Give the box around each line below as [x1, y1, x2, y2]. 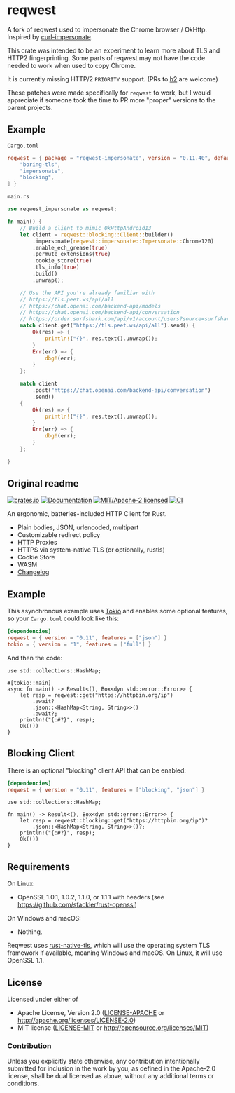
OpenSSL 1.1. [7, 956, 44, 965]
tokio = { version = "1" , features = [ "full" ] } [7, 641, 152, 648]
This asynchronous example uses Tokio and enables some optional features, [7, 607, 228, 616]
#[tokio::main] [7, 679, 52, 686]
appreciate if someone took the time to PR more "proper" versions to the [7, 95, 216, 104]
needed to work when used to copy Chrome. [7, 61, 136, 69]
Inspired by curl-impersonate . [7, 32, 93, 41]
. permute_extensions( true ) [32, 251, 111, 258]
